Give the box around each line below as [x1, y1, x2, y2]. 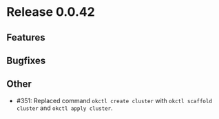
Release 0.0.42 [6, 4, 96, 20]
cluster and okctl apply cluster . [16, 104, 113, 112]
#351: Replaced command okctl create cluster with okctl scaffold [16, 96, 213, 105]
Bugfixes [6, 54, 46, 66]
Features [6, 32, 45, 43]
